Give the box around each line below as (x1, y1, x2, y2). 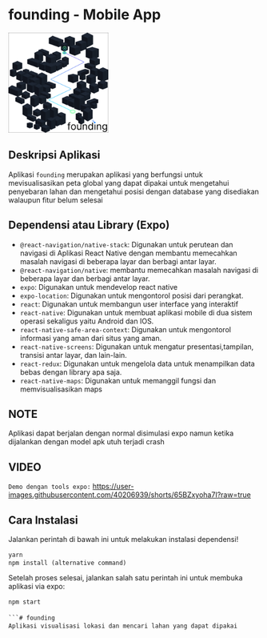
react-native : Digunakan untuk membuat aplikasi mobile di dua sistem (19, 307, 253, 317)
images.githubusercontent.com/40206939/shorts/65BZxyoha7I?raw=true (8, 490, 252, 500)
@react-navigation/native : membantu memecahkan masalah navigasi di (19, 265, 258, 275)
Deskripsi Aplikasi (8, 148, 101, 162)
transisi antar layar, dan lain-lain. (19, 350, 128, 359)
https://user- (92, 482, 134, 492)
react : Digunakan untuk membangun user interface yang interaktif (19, 299, 238, 309)
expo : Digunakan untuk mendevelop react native (19, 282, 178, 291)
